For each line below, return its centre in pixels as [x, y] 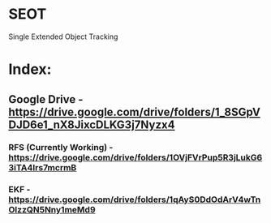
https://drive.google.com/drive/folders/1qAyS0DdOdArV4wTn [135, 199]
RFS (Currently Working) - [61, 148]
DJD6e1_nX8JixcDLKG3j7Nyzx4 [92, 124]
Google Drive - [46, 99]
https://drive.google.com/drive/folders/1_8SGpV [135, 111]
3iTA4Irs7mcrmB [43, 168]
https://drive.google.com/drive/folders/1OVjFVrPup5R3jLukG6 [135, 157]
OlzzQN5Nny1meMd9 [52, 210]
